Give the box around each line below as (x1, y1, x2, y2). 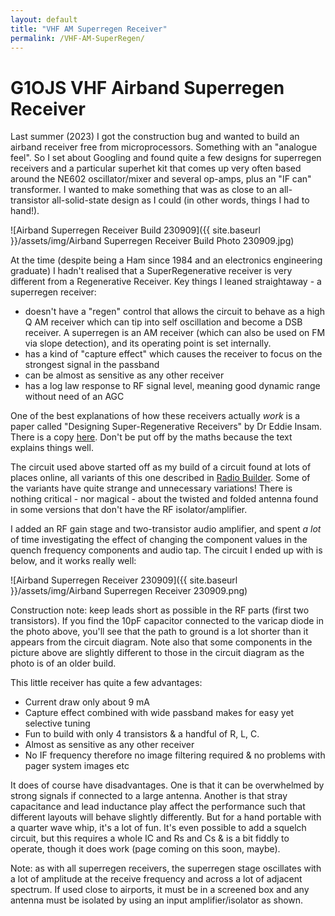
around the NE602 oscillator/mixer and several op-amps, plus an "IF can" (10, 173, 312, 185)
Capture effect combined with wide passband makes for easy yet (24, 707, 295, 719)
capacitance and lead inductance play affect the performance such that (10, 801, 306, 813)
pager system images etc (24, 760, 130, 772)
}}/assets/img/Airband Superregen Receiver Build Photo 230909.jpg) (10, 235, 295, 247)
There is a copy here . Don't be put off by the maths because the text (10, 431, 293, 443)
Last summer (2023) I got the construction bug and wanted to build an (10, 131, 300, 143)
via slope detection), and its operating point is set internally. (24, 337, 272, 350)
